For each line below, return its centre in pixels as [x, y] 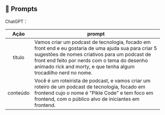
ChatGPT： [16, 21]
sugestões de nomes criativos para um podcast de [93, 54]
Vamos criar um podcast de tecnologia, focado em [92, 42]
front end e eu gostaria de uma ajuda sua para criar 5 [96, 48]
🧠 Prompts [21, 9]
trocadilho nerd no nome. [63, 72]
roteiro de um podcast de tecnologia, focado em [90, 87]
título [19, 57]
